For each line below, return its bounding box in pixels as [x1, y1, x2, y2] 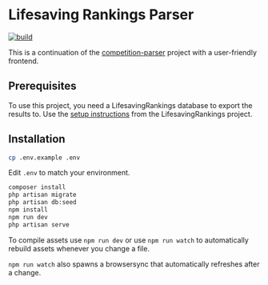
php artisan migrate [8, 191, 78, 199]
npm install [8, 206, 48, 214]
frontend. [8, 56, 39, 66]
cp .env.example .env [8, 154, 81, 162]
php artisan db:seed [8, 199, 78, 207]
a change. [8, 267, 42, 277]
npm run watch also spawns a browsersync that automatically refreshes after [8, 259, 260, 269]
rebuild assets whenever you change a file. [8, 243, 150, 253]
